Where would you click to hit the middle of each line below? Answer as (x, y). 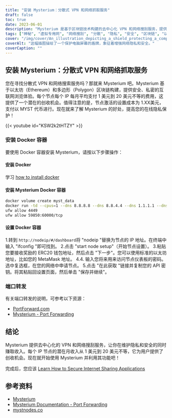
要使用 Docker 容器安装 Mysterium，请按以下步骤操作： (64, 152)
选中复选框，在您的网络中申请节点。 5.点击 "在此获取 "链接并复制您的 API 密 (86, 265)
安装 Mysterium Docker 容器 (36, 190)
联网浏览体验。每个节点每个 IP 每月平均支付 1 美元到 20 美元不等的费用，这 (84, 96)
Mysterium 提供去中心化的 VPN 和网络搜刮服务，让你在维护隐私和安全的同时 (86, 345)
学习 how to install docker (33, 177)
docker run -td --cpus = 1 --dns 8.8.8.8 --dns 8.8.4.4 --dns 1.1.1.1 (80, 206)
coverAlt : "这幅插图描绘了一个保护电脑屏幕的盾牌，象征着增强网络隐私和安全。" (80, 44)
